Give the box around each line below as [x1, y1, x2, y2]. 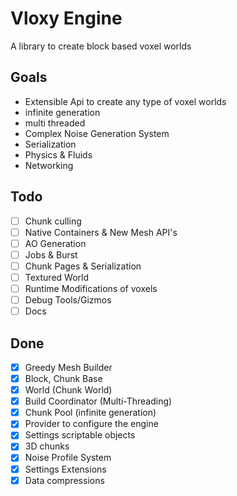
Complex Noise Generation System [24, 127, 170, 139]
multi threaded [24, 117, 86, 129]
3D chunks [24, 440, 70, 452]
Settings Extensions [24, 463, 107, 475]
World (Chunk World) [24, 384, 113, 396]
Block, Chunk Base [24, 373, 103, 384]
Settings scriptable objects [24, 429, 136, 441]
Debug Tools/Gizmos [24, 294, 112, 306]
